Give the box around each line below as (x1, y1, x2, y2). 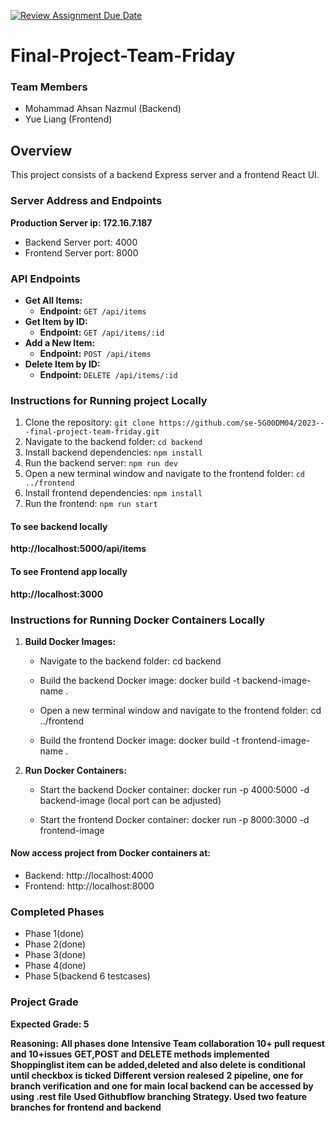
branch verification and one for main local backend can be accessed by (10, 1080, 314, 1092)
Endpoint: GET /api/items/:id (39, 326, 165, 338)
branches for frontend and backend (10, 1101, 162, 1113)
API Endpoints (10, 271, 81, 285)
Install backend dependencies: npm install (24, 446, 203, 459)
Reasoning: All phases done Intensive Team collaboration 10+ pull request (10, 1037, 325, 1049)
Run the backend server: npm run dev (24, 457, 178, 469)
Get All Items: (24, 294, 83, 306)
